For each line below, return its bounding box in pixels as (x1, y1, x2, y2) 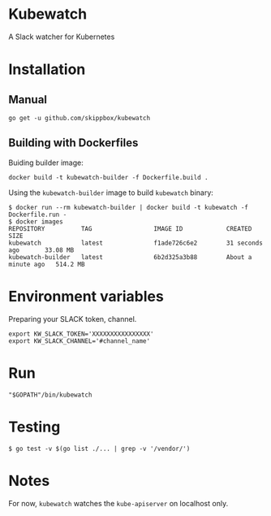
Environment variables (8, 287, 164, 306)
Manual (8, 93, 47, 106)
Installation (8, 60, 86, 79)
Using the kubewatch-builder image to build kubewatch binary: (8, 188, 213, 197)
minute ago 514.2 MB (8, 260, 85, 268)
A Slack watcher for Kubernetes (8, 32, 115, 41)
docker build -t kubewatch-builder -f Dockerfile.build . (8, 173, 209, 181)
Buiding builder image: (8, 158, 84, 167)
